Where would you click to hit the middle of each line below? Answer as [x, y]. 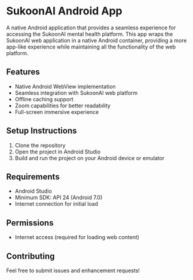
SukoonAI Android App [64, 11]
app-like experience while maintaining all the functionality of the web [91, 47]
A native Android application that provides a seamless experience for [91, 28]
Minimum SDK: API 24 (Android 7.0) [59, 198]
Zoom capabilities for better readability [62, 106]
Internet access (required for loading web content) [77, 237]
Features [23, 72]
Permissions [30, 223]
